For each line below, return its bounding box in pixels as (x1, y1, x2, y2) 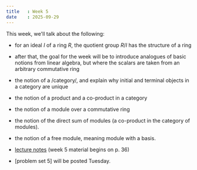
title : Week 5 (6, 8, 49, 15)
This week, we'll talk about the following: (6, 30, 105, 37)
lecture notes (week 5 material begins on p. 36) (14, 146, 130, 153)
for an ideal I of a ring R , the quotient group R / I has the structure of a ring (14, 42, 192, 49)
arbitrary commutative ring (14, 65, 80, 72)
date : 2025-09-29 (6, 14, 59, 20)
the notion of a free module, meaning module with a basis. (14, 134, 156, 141)
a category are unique (14, 83, 69, 90)
